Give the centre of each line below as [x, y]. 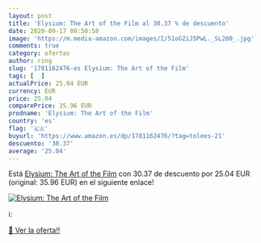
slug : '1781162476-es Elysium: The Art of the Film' [99, 69]
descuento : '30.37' [41, 143]
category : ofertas [39, 53]
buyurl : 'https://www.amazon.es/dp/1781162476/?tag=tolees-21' [117, 136]
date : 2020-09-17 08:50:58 [54, 31]
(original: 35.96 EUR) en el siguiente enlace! [82, 182]
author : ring [30, 61]
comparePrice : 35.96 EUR [50, 106]
